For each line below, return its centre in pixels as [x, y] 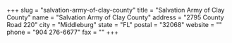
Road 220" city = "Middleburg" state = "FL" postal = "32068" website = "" [115, 25]
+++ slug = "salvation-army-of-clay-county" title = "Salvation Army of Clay [116, 10]
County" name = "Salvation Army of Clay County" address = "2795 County [115, 17]
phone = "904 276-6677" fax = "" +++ [63, 32]
